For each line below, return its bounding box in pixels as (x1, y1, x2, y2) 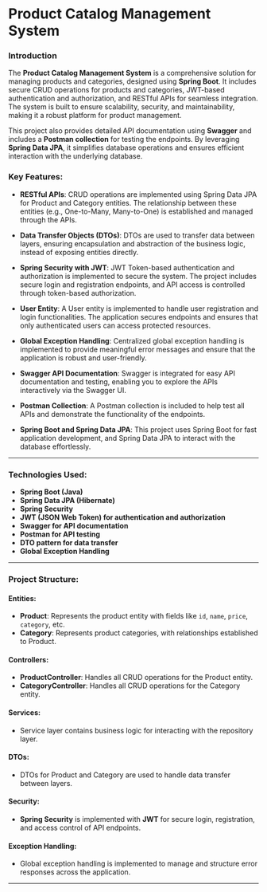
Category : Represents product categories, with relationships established (19, 628, 258, 638)
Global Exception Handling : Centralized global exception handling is (19, 336, 245, 345)
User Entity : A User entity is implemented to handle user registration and (19, 304, 259, 313)
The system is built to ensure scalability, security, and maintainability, (8, 102, 235, 112)
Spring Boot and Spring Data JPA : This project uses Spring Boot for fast (19, 424, 257, 434)
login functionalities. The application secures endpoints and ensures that (19, 312, 258, 321)
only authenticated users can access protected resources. (19, 320, 211, 330)
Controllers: (8, 654, 49, 664)
